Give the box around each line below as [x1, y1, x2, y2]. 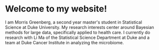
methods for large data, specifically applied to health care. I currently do [5, 29, 150, 35]
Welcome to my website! [5, 3, 107, 14]
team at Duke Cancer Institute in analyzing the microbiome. [5, 39, 124, 45]
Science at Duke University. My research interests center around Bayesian [5, 24, 155, 30]
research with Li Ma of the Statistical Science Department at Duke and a [5, 35, 150, 40]
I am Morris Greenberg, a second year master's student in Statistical [5, 19, 142, 25]
